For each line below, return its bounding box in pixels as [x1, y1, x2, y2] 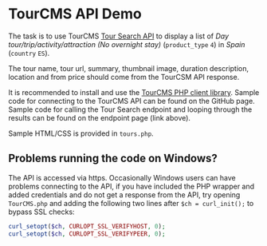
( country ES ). [8, 48, 50, 58]
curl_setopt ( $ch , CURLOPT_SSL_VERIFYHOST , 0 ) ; [8, 222, 166, 230]
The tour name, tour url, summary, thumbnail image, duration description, [8, 63, 249, 73]
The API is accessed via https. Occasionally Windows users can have [8, 173, 237, 182]
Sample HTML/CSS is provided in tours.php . [8, 129, 154, 138]
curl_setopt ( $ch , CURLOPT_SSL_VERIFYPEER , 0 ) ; [8, 229, 166, 238]
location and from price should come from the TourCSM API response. [8, 72, 240, 81]
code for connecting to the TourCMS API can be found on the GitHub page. [8, 96, 255, 105]
